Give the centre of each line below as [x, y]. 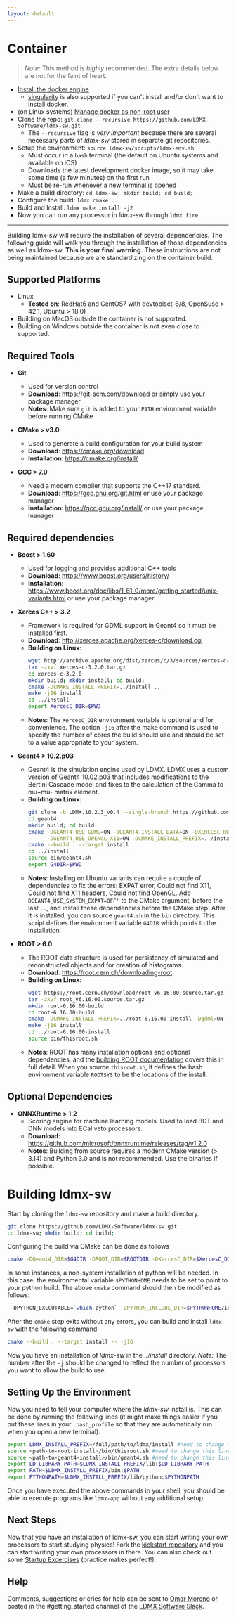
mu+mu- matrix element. [64, 792]
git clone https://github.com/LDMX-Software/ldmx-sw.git [92, 1226]
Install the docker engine [53, 89]
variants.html [47, 598]
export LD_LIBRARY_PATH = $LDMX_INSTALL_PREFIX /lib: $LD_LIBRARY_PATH [108, 1464]
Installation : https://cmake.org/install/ [83, 458]
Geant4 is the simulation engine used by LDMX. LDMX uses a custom [128, 769]
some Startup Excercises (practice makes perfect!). [82, 1559]
